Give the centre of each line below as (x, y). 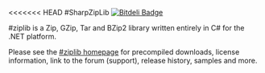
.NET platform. (32, 36)
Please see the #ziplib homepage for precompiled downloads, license (124, 52)
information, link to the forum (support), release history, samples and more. (133, 61)
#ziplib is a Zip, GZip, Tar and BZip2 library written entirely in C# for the (126, 28)
